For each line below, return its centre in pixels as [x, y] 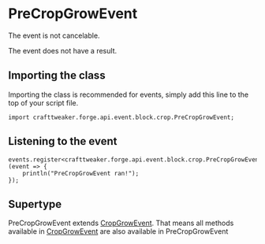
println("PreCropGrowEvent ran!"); [81, 173]
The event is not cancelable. [54, 35]
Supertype [35, 204]
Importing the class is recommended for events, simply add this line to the [129, 94]
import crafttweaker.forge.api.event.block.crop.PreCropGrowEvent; [121, 117]
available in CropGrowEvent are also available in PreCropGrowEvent [118, 231]
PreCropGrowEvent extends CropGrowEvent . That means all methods [121, 223]
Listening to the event [63, 141]
